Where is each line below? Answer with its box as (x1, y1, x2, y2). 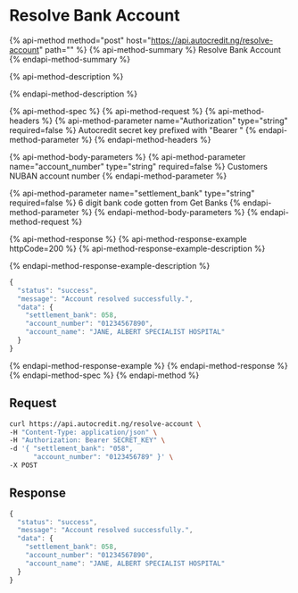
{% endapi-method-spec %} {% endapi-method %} (9, 370, 200, 380)
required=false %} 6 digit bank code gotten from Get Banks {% (9, 197, 241, 208)
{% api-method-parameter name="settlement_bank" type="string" (9, 188, 255, 198)
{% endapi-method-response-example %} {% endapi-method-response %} (9, 360, 288, 371)
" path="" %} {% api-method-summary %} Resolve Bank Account (38, 44, 281, 54)
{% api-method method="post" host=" (9, 35, 152, 46)
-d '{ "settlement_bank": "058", (9, 444, 134, 454)
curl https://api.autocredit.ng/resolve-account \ (9, 419, 202, 429)
